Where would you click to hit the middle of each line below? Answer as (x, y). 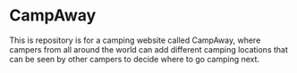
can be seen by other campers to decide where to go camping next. (135, 59)
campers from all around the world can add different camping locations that (149, 49)
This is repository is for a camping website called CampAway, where (135, 40)
